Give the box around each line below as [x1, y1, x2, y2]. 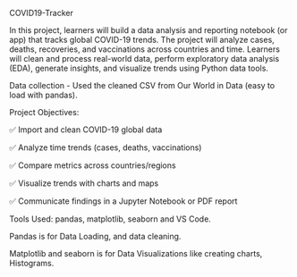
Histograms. [9, 258, 55, 268]
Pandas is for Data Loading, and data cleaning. [9, 231, 182, 241]
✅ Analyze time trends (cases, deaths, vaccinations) [9, 142, 202, 153]
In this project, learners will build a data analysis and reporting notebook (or [9, 25, 288, 35]
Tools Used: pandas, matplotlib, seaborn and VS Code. [9, 214, 212, 224]
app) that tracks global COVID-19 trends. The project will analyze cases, [9, 35, 275, 45]
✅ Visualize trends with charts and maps [9, 178, 159, 189]
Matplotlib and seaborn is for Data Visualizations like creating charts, [9, 248, 263, 258]
